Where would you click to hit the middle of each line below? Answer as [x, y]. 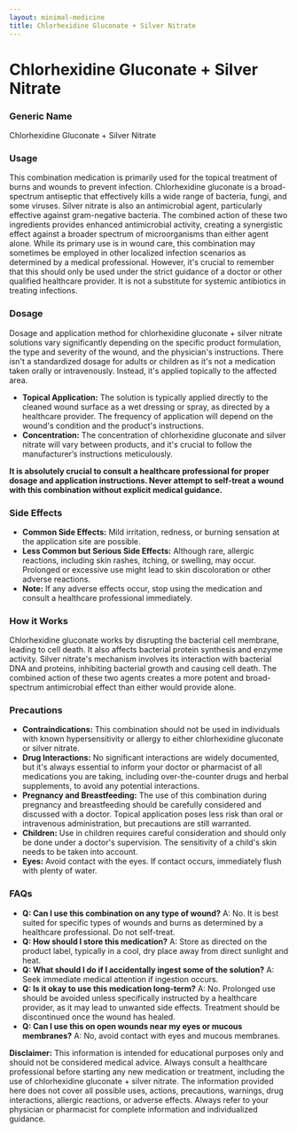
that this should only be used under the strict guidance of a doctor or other [146, 272]
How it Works [39, 621]
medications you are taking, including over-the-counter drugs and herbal [155, 777]
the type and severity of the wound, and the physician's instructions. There [146, 352]
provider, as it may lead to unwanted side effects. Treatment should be [151, 1007]
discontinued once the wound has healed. [98, 1017]
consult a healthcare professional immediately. [107, 598]
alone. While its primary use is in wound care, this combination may [132, 244]
